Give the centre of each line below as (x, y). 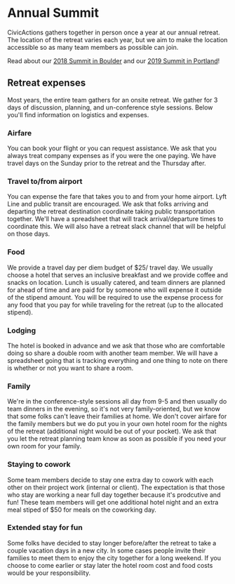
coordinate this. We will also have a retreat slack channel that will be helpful (116, 227)
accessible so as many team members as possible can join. (93, 47)
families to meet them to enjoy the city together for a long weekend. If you (114, 558)
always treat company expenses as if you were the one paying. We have (112, 156)
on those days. (29, 234)
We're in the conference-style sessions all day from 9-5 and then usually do (117, 401)
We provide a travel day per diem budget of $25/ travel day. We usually (110, 267)
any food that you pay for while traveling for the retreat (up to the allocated (115, 305)
